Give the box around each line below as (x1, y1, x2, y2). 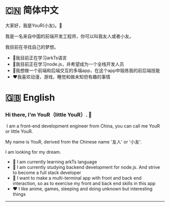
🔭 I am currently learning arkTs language (12, 159, 97, 165)
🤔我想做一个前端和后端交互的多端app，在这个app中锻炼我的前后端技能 (12, 67, 160, 74)
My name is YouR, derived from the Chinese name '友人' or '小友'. (5, 139, 142, 145)
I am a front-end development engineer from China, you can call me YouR (6, 123, 160, 129)
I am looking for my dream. (5, 149, 62, 155)
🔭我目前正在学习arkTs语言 (12, 54, 67, 61)
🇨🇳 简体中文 (5, 5, 59, 16)
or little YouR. (5, 128, 33, 134)
